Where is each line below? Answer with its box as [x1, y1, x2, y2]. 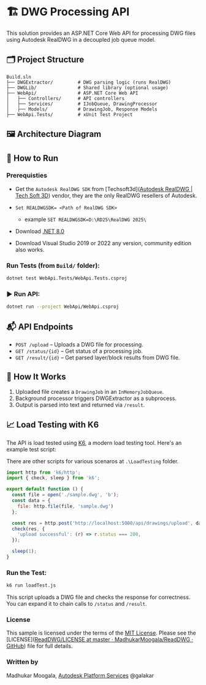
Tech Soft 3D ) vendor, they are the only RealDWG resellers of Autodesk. [15, 192, 197, 199]
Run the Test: [6, 568, 47, 577]
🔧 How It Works [6, 372, 66, 382]
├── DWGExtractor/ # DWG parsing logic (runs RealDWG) [6, 79, 172, 85]
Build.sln [6, 74, 32, 80]
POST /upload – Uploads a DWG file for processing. [15, 340, 143, 348]
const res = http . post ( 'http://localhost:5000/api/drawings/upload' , [12, 520, 193, 526]
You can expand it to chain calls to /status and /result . [6, 600, 147, 608]
